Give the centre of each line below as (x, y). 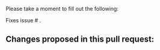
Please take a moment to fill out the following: (62, 9)
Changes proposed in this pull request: (80, 39)
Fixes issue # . (23, 20)
